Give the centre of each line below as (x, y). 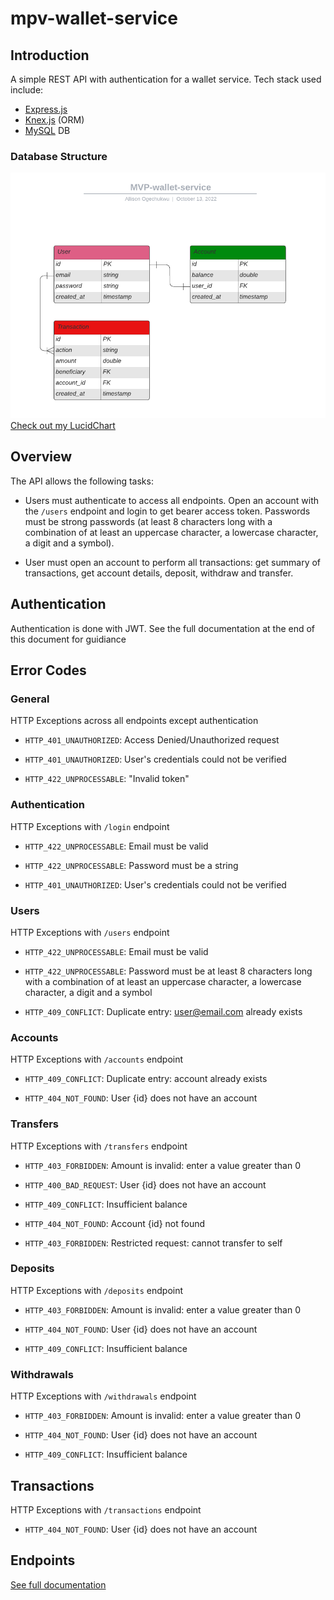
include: (27, 90)
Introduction (50, 55)
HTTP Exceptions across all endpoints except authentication (134, 721)
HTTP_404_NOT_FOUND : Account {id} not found (115, 1223)
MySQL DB (47, 130)
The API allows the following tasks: (82, 481)
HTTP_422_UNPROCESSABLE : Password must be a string (131, 865)
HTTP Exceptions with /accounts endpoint (97, 1059)
